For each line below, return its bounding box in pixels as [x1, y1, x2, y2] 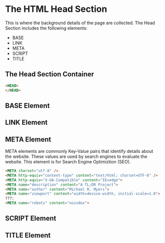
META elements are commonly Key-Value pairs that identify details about [5, 148, 154, 154]
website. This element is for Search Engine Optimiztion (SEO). [5, 159, 131, 165]
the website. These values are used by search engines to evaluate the [5, 153, 147, 159]
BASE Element [5, 101, 50, 110]
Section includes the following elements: [5, 25, 88, 31]
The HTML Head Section [5, 3, 107, 15]
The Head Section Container [5, 70, 94, 79]
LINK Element [5, 118, 48, 127]
